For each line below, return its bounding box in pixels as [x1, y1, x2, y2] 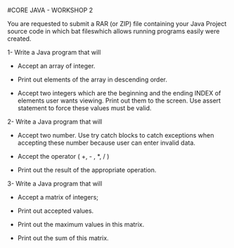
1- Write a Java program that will [7, 48, 101, 56]
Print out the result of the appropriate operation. [17, 166, 157, 174]
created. [7, 34, 32, 43]
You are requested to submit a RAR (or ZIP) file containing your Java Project [7, 20, 227, 27]
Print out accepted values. [17, 207, 94, 215]
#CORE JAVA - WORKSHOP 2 [7, 6, 93, 14]
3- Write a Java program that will [7, 179, 103, 188]
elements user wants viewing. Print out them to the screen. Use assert [17, 96, 221, 105]
